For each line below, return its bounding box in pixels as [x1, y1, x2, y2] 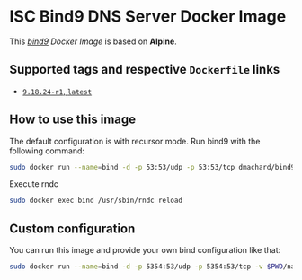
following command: [9, 145, 85, 156]
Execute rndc [9, 179, 59, 189]
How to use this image [9, 112, 137, 127]
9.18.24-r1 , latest [22, 85, 93, 96]
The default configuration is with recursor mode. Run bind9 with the [9, 136, 261, 146]
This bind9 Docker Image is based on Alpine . [9, 36, 177, 47]
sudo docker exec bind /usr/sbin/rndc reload [9, 196, 182, 206]
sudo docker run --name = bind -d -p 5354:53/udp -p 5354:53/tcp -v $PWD [9, 262, 283, 271]
